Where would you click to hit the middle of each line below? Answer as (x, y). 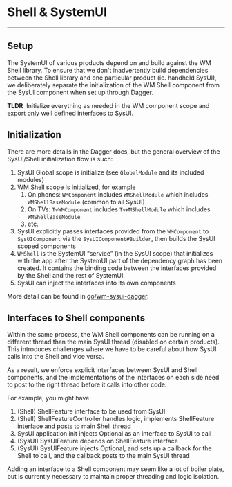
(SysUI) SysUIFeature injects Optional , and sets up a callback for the (114, 448)
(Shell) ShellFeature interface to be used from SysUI (91, 411)
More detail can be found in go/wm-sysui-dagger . (78, 296)
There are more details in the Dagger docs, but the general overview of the (114, 151)
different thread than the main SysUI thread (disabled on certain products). (113, 342)
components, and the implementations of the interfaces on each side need (113, 378)
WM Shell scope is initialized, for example (76, 187)
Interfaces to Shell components (76, 318)
